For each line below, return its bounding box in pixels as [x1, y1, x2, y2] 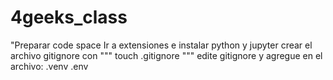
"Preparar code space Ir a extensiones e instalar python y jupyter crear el [10, 39, 313, 51]
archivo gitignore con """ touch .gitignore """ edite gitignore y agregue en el [10, 49, 323, 61]
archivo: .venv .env [10, 60, 89, 72]
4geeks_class [10, 6, 128, 29]
